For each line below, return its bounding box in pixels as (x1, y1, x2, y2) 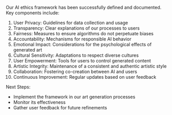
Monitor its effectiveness (13, 99, 66, 105)
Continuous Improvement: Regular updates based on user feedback (13, 74, 157, 80)
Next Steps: (6, 84, 31, 90)
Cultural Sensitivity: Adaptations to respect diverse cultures (13, 52, 139, 58)
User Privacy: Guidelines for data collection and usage (13, 20, 128, 26)
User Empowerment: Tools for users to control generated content (13, 58, 152, 63)
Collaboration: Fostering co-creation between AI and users (13, 68, 137, 75)
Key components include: (6, 10, 59, 16)
